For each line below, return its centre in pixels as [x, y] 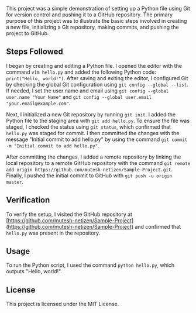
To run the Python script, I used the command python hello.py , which [90, 265]
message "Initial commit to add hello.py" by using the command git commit [97, 139]
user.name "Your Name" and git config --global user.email [79, 97]
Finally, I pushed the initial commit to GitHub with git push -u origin [89, 176]
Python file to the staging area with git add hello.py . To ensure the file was [98, 121]
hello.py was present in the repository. [53, 233]
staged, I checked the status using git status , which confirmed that [89, 127]
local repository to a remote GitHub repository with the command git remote [98, 163]
